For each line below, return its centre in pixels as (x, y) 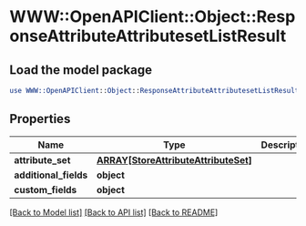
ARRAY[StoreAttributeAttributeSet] (174, 159)
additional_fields (51, 175)
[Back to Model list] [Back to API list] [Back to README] (114, 212)
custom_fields (46, 190)
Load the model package (81, 70)
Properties (40, 119)
